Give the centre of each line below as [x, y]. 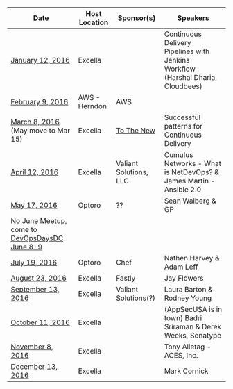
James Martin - [190, 181]
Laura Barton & [188, 289]
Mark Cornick [186, 371]
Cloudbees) [183, 86]
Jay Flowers [184, 278]
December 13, [34, 366]
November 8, [32, 347]
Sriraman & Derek [193, 327]
